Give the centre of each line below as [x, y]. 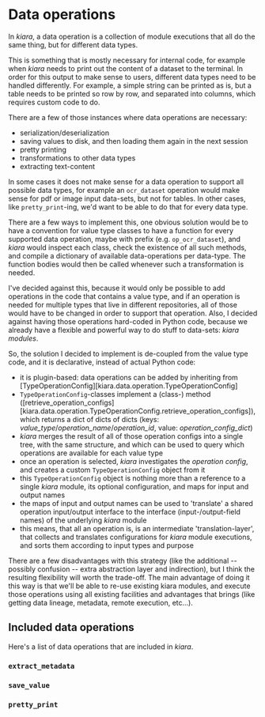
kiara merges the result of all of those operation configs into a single [131, 436]
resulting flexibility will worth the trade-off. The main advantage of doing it [129, 577]
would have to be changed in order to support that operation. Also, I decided [133, 313]
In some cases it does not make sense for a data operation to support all [126, 181]
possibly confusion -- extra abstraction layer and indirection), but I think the [132, 569]
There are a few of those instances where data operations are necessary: [128, 117]
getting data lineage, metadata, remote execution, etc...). [101, 602]
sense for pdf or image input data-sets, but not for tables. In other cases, [127, 198]
